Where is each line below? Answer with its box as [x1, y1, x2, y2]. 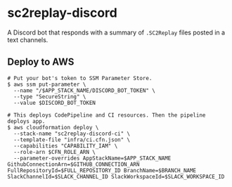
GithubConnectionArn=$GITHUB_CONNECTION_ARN [7, 160, 140, 168]
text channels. [7, 35, 49, 44]
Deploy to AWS [7, 56, 75, 68]
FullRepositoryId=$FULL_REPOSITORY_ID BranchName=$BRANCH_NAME [7, 167, 197, 174]
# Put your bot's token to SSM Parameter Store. [7, 75, 153, 82]
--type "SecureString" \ [13, 93, 86, 100]
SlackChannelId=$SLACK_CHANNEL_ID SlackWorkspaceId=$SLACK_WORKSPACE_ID [7, 173, 225, 180]
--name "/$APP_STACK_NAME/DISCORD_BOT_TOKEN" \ [13, 86, 156, 94]
